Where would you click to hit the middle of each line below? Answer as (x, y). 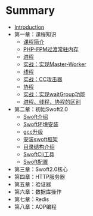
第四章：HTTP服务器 (40, 176)
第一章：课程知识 (35, 34)
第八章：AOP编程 (35, 206)
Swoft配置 (35, 161)
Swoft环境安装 (41, 124)
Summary (30, 10)
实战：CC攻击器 (43, 79)
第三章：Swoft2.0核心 (41, 169)
